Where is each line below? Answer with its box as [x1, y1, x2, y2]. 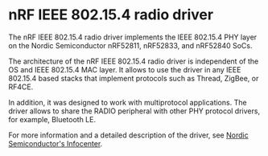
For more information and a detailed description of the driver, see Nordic [8, 130, 249, 140]
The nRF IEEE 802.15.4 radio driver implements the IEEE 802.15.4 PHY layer [8, 32, 258, 42]
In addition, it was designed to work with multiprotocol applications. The [8, 97, 247, 107]
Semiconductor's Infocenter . [8, 138, 103, 148]
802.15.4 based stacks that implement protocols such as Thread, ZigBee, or [8, 73, 259, 83]
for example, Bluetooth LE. [8, 114, 97, 124]
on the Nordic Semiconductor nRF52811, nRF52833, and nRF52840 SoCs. [8, 40, 253, 50]
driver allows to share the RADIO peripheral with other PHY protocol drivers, [8, 106, 260, 116]
